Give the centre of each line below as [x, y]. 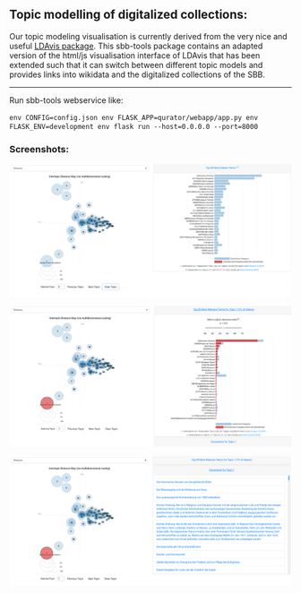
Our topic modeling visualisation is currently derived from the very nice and [149, 36]
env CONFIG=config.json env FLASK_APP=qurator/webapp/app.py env [133, 117]
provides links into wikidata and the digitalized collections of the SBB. [138, 74]
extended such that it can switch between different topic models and [136, 64]
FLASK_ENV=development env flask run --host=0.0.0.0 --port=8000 [133, 126]
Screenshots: [39, 149]
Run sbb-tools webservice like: [66, 100]
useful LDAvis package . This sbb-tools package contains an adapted [136, 46]
